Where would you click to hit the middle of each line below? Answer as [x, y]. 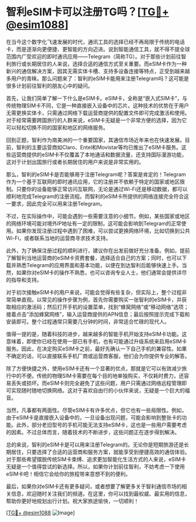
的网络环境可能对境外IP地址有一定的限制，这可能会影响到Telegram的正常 [94, 223]
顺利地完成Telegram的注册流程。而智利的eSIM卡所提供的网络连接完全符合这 [98, 196]
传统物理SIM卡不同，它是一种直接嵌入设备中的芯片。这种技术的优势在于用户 [98, 105]
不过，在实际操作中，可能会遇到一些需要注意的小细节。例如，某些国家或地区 [98, 216]
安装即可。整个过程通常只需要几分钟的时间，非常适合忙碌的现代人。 [88, 321]
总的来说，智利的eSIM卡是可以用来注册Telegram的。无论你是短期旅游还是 [95, 444]
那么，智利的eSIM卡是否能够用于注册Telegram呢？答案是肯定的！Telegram [96, 174]
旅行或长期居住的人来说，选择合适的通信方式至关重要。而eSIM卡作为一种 [99, 64]
